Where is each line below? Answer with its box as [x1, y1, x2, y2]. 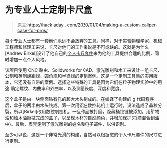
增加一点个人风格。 [9, 56, 49, 62]
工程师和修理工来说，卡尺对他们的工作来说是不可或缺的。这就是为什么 [5, 44, 149, 50]
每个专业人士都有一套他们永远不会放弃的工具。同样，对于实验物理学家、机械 [5, 38, 162, 44]
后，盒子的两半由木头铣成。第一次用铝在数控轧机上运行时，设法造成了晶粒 [5, 102, 158, 108]
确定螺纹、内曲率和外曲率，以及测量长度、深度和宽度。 [10, 85, 124, 91]
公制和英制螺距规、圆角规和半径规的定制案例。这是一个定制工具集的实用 [5, 73, 153, 79]
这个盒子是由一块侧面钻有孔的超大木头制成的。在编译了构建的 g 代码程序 [5, 96, 154, 102]
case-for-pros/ [17, 27, 48, 33]
